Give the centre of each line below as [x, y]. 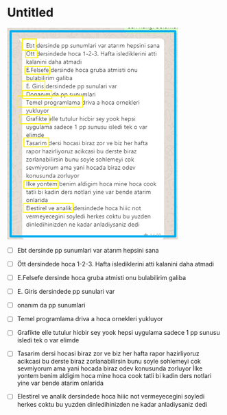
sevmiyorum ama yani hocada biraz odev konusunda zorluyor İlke [110, 368]
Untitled [31, 13]
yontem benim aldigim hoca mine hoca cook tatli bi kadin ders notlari [114, 376]
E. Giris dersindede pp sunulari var [66, 292]
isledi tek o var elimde [48, 340]
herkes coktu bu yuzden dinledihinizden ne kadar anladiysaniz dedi [112, 404]
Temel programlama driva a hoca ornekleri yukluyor [90, 319]
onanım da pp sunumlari [51, 305]
